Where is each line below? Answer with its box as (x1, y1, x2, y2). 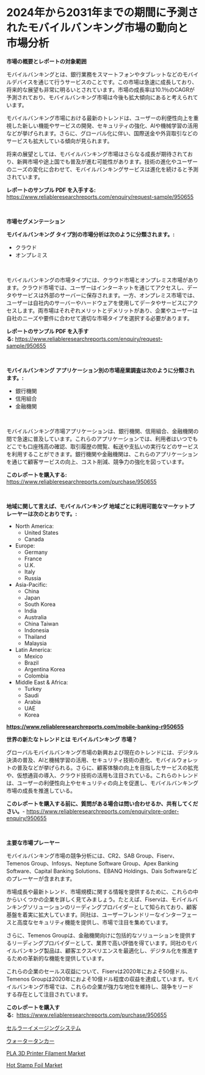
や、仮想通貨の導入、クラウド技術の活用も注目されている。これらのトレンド (6, 771, 199, 779)
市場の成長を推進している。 (6, 786, 76, 794)
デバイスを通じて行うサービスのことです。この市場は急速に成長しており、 (11, 78, 198, 86)
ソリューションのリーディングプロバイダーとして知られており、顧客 (27, 903, 197, 910)
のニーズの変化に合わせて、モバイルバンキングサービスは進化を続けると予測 (6, 165, 198, 173)
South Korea (24, 600, 56, 608)
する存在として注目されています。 (6, 990, 92, 998)
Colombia (24, 672, 49, 679)
